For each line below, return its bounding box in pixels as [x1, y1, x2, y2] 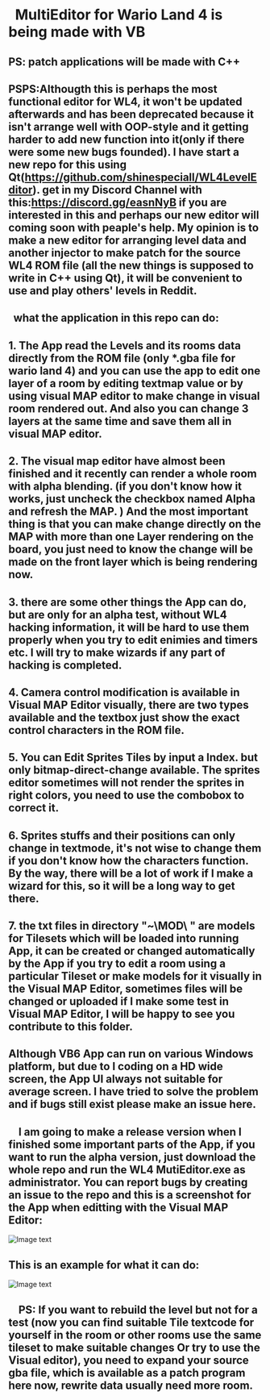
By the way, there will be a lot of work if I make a [8, 866, 254, 880]
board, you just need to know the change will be [8, 543, 254, 556]
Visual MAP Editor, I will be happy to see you [8, 1007, 235, 1021]
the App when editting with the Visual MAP [8, 1200, 229, 1215]
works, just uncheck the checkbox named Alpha [8, 492, 256, 506]
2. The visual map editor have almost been [8, 454, 226, 469]
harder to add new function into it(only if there [8, 132, 245, 146]
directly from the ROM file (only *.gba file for [8, 351, 236, 365]
